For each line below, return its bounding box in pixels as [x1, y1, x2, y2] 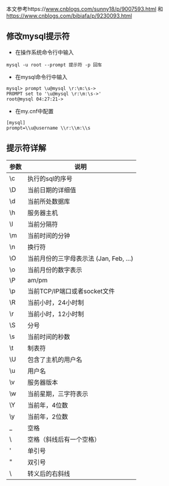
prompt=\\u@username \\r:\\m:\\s [6, 125, 91, 131]
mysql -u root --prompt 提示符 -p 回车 [6, 61, 102, 68]
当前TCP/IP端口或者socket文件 [27, 286, 115, 295]
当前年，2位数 [27, 412, 68, 421]
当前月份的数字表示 [27, 265, 83, 274]
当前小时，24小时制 [27, 298, 84, 307]
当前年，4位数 [27, 401, 68, 409]
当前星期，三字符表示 [27, 389, 89, 398]
